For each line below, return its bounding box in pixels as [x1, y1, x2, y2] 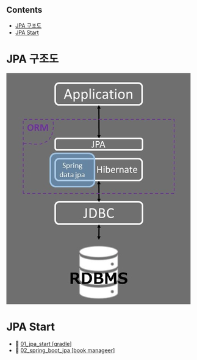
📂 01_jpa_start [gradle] [15, 340, 72, 347]
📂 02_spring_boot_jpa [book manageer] [15, 347, 115, 354]
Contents [6, 5, 43, 15]
